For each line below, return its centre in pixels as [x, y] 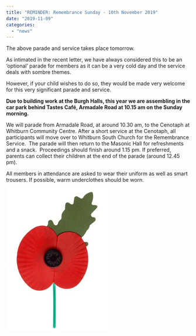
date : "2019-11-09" [30, 18]
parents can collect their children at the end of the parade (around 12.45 [93, 156]
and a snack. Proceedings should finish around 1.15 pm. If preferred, [89, 150]
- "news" [22, 31]
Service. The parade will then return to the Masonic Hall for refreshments [95, 144]
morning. [18, 114]
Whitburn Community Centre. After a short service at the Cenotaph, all [91, 131]
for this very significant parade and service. [59, 90]
